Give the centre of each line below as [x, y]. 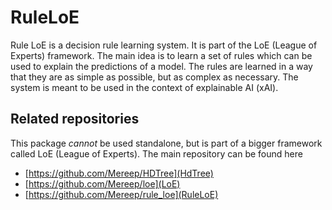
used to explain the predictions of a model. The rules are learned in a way [161, 66]
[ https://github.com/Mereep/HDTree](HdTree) [119, 173]
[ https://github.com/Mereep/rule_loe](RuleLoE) [121, 194]
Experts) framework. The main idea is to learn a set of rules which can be [161, 55]
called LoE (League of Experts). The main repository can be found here [156, 153]
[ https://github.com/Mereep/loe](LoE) [102, 183]
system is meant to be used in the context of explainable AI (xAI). [144, 87]
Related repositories [75, 119]
